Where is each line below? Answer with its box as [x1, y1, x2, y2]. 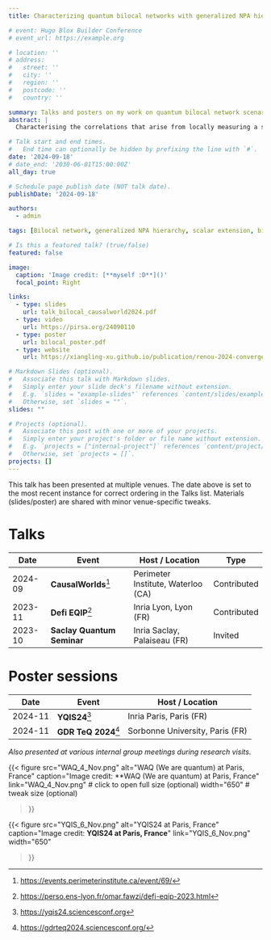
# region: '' [8, 78, 60, 86]
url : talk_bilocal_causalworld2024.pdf [23, 308, 157, 316]
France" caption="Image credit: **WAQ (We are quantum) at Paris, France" [8, 771, 260, 781]
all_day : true [8, 167, 56, 176]
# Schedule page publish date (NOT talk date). [8, 183, 172, 191]
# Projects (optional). [8, 419, 89, 428]
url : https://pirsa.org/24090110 [23, 322, 135, 331]
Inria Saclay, [133, 624, 180, 635]
